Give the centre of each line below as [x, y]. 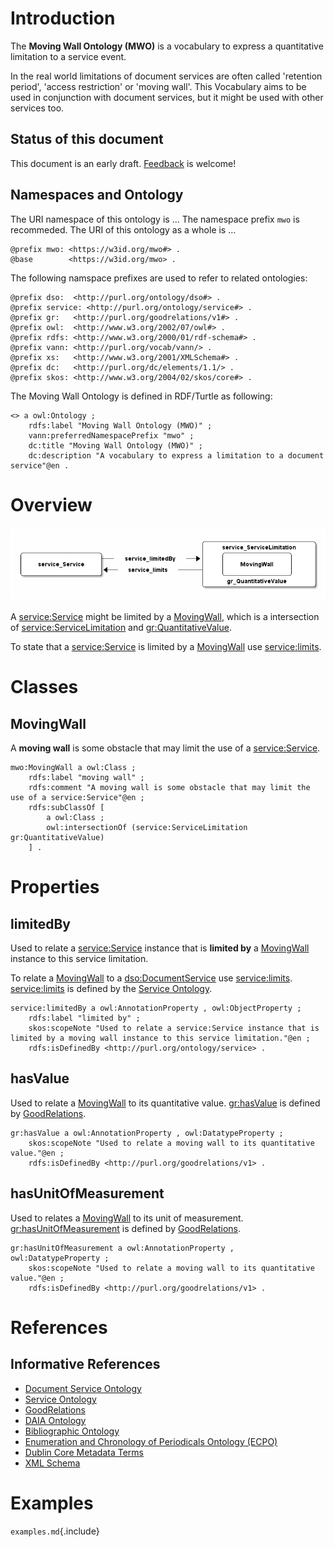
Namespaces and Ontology [97, 195]
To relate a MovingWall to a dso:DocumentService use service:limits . [151, 978]
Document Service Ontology [83, 1388]
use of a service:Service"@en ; [77, 798]
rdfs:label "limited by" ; [84, 1018]
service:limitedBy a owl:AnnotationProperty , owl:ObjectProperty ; [156, 1008]
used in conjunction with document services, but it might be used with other [167, 97]
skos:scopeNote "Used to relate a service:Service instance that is [174, 1028]
